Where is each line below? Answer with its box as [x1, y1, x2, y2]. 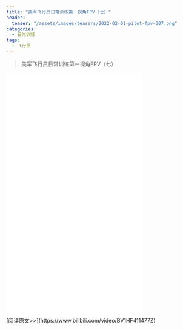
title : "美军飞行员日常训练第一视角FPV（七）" [6, 9, 111, 15]
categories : [6, 26, 36, 32]
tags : [6, 37, 20, 43]
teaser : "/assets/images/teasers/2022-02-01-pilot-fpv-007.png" [12, 20, 178, 26]
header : [6, 15, 26, 21]
